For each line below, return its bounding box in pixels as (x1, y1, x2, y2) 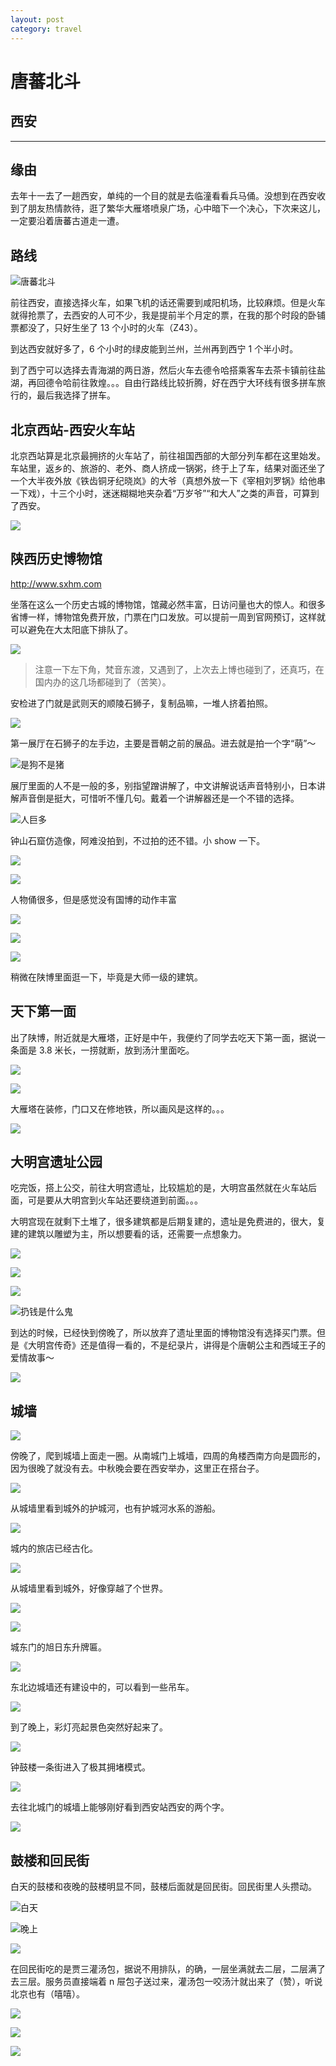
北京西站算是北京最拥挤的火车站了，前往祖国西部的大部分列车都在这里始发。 (10, 449, 326, 461)
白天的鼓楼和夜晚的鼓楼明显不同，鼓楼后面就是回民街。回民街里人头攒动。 (10, 1881, 317, 1892)
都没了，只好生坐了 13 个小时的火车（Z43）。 (18, 322, 203, 334)
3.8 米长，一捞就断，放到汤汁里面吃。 (38, 1044, 195, 1056)
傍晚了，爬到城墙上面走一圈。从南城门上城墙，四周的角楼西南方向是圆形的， (10, 1450, 326, 1462)
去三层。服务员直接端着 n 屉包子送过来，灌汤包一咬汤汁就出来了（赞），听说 (10, 1976, 323, 1987)
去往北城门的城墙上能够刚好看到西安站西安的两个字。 (10, 1801, 230, 1813)
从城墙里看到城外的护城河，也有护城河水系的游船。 (10, 1502, 221, 1515)
